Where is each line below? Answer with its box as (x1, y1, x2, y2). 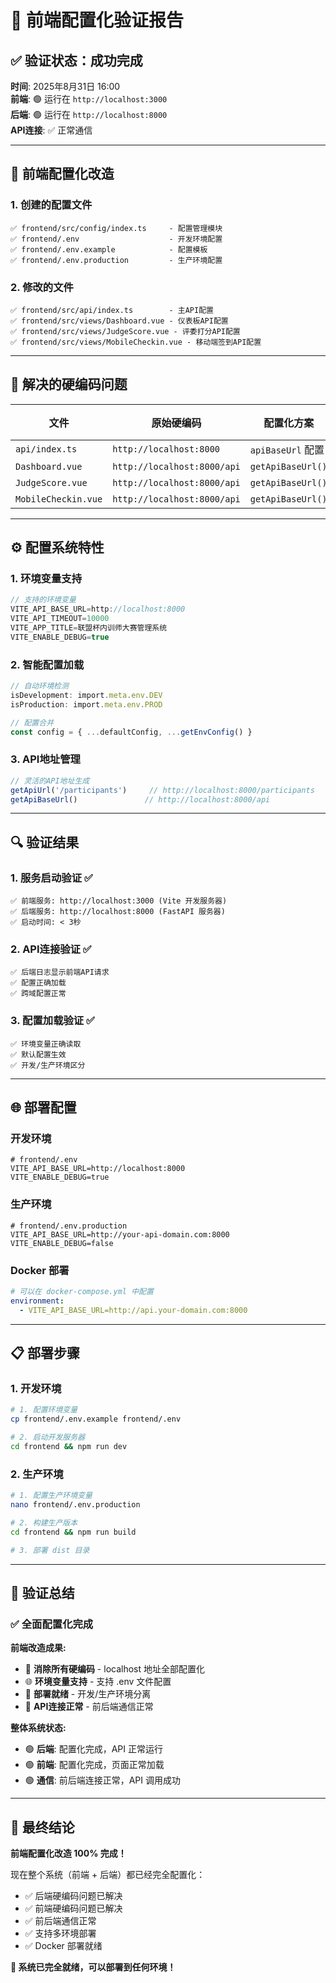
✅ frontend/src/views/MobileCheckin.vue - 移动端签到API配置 (10, 337, 262, 347)
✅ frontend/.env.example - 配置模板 (10, 244, 208, 255)
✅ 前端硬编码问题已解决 (24, 1902, 123, 1914)
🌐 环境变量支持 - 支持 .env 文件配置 (24, 1676, 172, 1688)
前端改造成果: (10, 1642, 67, 1654)
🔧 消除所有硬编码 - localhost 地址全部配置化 (24, 1663, 205, 1675)
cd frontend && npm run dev (10, 1441, 128, 1451)
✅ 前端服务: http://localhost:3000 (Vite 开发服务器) (10, 896, 228, 906)
